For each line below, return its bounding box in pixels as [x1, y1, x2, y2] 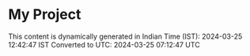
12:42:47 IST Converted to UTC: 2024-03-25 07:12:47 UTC [8, 39, 200, 49]
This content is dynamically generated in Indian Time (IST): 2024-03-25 [8, 32, 243, 41]
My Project [8, 6, 81, 24]
